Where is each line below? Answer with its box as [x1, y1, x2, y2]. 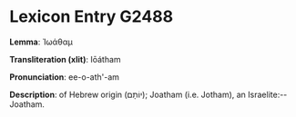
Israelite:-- [247, 89, 288, 100]
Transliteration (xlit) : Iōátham [9, 54, 121, 64]
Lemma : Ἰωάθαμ [9, 36, 73, 47]
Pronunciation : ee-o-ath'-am [9, 71, 120, 83]
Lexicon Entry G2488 [9, 6, 174, 27]
